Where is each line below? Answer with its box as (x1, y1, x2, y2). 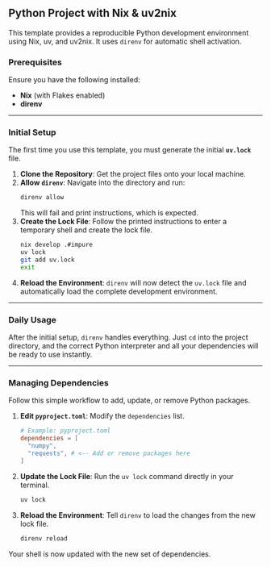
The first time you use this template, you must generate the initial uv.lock (8, 145, 252, 155)
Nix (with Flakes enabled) (19, 90, 106, 100)
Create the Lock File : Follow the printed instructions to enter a (19, 217, 227, 227)
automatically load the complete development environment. (19, 286, 218, 296)
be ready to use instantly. (8, 350, 93, 360)
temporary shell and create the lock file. (19, 225, 153, 235)
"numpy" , (27, 442, 57, 450)
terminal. (19, 480, 50, 490)
